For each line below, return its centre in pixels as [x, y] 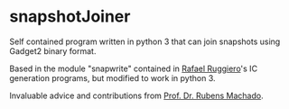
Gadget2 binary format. [53, 50]
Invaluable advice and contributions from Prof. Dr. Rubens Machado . [136, 95]
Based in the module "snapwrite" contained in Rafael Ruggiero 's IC [134, 68]
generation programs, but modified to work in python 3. [112, 77]
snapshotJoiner [70, 17]
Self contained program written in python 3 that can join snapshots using [145, 41]
